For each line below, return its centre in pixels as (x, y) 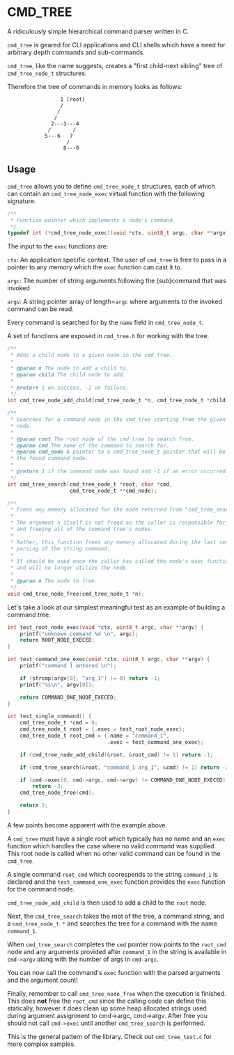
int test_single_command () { (49, 716)
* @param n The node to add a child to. (70, 368)
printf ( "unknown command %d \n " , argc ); (79, 634)
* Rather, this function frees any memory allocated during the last (113, 542)
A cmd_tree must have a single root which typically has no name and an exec (116, 839)
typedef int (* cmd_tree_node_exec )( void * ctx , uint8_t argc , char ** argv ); (119, 233)
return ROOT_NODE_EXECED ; (57, 640)
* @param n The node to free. (54, 581)
